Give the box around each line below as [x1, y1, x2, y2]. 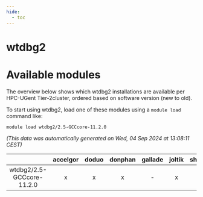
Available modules [6, 67, 101, 81]
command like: [6, 112, 43, 119]
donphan [109, 155, 136, 163]
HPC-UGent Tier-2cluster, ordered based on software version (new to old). [6, 94, 192, 101]
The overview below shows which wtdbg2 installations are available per [6, 88, 185, 95]
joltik [169, 155, 184, 163]
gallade [141, 155, 164, 163]
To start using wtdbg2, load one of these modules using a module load [6, 106, 181, 113]
